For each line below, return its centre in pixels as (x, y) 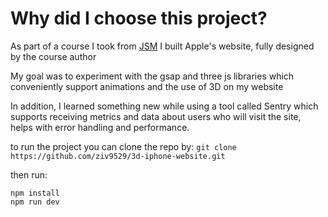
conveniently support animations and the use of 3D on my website (147, 86)
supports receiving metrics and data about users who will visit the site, (156, 116)
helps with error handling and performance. (100, 127)
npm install (35, 193)
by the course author (53, 56)
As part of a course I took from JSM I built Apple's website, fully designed (162, 46)
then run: (29, 174)
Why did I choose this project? (139, 18)
